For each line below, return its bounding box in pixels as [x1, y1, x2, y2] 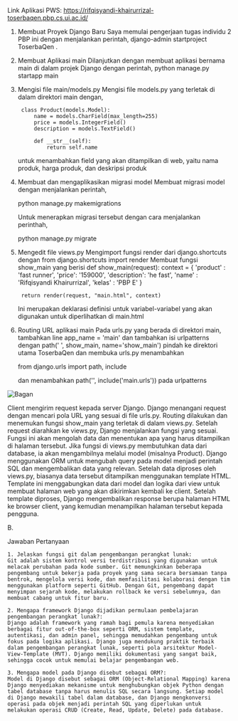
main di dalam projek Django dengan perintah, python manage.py [17, 64, 210, 72]
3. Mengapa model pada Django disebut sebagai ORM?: [7, 669, 167, 676]
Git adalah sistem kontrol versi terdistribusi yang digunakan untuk [7, 557, 218, 564]
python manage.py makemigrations [17, 199, 121, 207]
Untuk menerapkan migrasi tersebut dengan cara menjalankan [17, 213, 201, 221]
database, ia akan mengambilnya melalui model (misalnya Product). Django [7, 449, 227, 458]
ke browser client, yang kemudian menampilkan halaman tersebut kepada [7, 502, 223, 510]
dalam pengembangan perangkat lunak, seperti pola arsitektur [7, 644, 195, 651]
